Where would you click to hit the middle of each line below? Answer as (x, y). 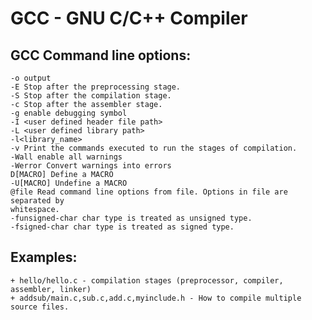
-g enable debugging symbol (69, 113)
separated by (37, 201)
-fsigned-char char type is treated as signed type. (122, 227)
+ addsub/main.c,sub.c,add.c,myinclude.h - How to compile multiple (156, 298)
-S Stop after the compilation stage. (91, 96)
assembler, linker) (51, 289)
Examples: (44, 257)
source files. (40, 307)
